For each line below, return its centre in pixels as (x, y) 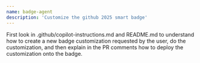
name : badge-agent (29, 12)
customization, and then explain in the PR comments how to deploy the (95, 47)
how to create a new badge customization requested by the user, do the (96, 41)
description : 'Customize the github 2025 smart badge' (77, 17)
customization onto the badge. (45, 53)
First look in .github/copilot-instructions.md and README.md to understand (100, 34)
